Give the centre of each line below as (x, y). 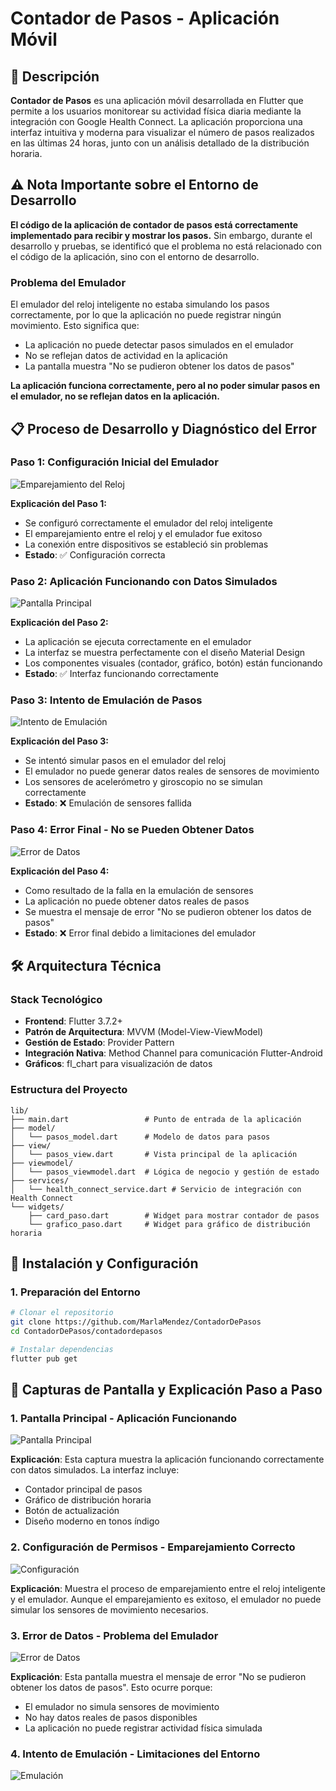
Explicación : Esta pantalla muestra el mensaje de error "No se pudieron (158, 1677)
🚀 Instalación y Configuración (104, 1263)
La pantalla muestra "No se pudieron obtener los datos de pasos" (159, 366)
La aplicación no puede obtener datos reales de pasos (137, 901)
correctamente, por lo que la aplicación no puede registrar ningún (146, 315)
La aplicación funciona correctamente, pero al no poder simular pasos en (165, 386)
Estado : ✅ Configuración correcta (95, 554)
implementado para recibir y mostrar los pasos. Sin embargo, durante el (161, 235)
